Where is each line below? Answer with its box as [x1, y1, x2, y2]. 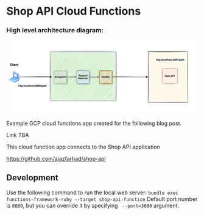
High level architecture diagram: [6, 26, 104, 35]
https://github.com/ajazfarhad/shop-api [6, 155, 106, 162]
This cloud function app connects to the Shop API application [6, 143, 160, 150]
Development [6, 172, 59, 183]
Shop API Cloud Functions [6, 4, 141, 18]
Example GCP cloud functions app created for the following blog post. [6, 119, 182, 127]
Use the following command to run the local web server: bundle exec [6, 189, 178, 196]
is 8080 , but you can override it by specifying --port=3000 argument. [6, 202, 180, 209]
